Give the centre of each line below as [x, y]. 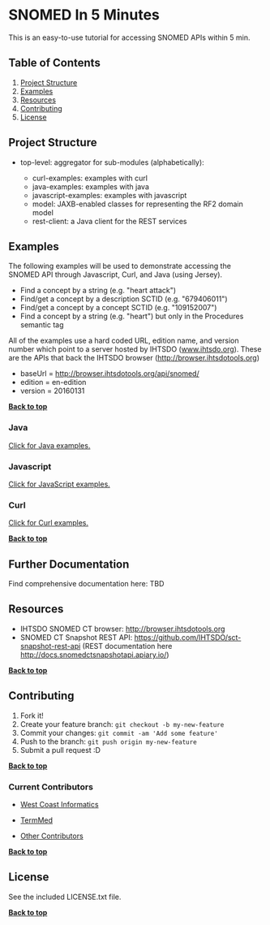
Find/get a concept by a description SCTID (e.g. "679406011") [124, 299]
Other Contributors [51, 836]
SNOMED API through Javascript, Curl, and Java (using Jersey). [116, 274]
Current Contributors [51, 787]
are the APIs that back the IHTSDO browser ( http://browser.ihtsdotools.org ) [134, 358]
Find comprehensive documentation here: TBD [86, 584]
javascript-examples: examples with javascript [109, 195]
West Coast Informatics [59, 804]
